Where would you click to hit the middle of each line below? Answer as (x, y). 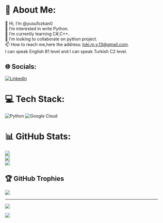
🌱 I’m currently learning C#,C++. (37, 34)
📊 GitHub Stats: (38, 136)
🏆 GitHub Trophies (35, 179)
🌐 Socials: (21, 67)
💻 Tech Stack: (35, 99)
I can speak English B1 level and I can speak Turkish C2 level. (66, 51)
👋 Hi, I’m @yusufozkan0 (29, 23)
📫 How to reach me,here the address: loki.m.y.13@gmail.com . (67, 44)
